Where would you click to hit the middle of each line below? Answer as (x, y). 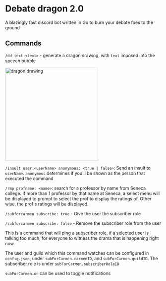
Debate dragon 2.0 (45, 9)
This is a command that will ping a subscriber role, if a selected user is (77, 233)
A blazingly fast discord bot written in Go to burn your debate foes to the (79, 22)
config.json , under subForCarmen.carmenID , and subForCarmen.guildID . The (82, 258)
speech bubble (21, 61)
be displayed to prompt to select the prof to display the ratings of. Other (79, 198)
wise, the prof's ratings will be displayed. (47, 204)
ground (13, 27)
